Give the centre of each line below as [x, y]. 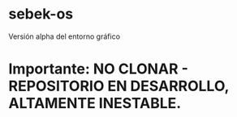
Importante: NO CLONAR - [99, 69]
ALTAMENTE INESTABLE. [95, 104]
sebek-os [41, 14]
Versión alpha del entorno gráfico [64, 36]
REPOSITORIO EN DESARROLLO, [119, 86]
